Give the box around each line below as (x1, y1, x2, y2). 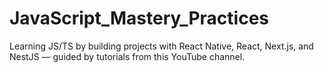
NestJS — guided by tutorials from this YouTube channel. (9, 50, 246, 62)
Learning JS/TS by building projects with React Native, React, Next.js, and (9, 40, 314, 52)
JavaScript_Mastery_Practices (9, 7, 270, 30)
